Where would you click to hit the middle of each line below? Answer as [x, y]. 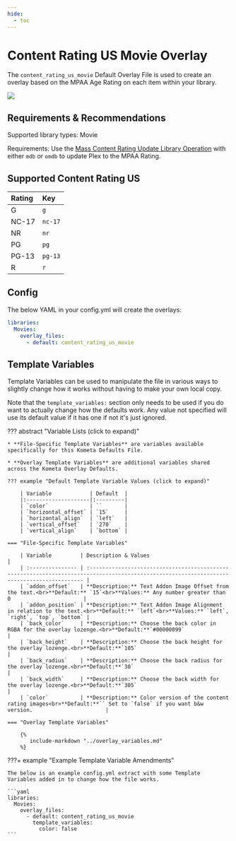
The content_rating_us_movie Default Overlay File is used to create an [110, 75]
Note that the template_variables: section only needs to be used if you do [116, 403]
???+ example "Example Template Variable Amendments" [91, 760]
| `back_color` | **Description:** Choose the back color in [118, 624]
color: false [58, 829]
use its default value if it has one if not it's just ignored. [87, 418]
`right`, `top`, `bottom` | [49, 618]
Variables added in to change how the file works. [83, 780]
